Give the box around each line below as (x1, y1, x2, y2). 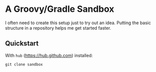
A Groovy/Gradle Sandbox (5, 3, 115, 15)
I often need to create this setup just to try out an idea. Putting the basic (5, 20, 152, 26)
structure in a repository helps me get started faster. (5, 25, 112, 31)
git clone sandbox (5, 62, 43, 67)
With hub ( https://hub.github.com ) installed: (5, 52, 93, 58)
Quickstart (5, 39, 39, 48)
